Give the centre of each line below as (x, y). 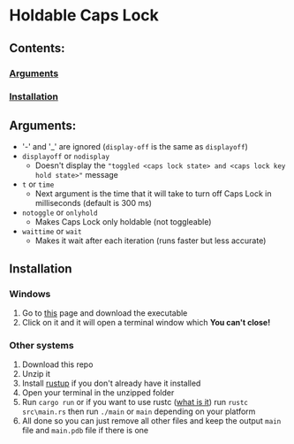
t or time (38, 184)
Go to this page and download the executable (105, 313)
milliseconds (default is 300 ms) (94, 203)
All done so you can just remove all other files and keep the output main (151, 421)
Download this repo (57, 364)
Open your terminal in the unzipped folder (98, 393)
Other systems (41, 345)
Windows (30, 294)
